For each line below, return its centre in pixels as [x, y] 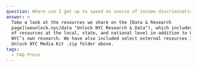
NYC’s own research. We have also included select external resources [99, 38]
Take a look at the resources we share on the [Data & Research [91, 22]
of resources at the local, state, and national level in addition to [99, 33]
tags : [13, 50]
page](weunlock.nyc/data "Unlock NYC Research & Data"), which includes [102, 28]
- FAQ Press [26, 55]
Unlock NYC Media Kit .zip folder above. [63, 44]
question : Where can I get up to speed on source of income [81, 11]
